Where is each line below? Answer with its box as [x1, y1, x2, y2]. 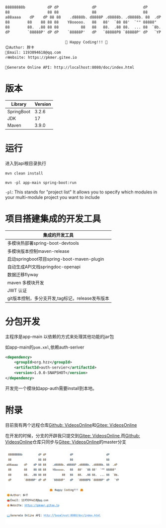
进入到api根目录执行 [5, 160, 46, 166]
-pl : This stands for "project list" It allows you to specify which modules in [5, 189, 158, 195]
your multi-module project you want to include [5, 194, 100, 200]
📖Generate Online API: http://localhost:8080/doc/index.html [5, 65, 135, 70]
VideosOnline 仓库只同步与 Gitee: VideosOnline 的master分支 [5, 439, 127, 445]
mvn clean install [5, 171, 43, 176]
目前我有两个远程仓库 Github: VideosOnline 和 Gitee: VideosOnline [5, 422, 137, 428]
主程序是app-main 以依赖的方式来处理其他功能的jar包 [5, 334, 114, 340]
